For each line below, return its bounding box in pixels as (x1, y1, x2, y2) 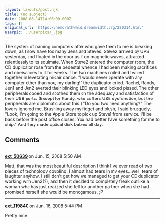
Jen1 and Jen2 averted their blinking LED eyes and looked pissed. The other (5, 85, 159, 91)
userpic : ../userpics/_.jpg (5, 30, 63, 35)
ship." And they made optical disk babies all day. (5, 122, 103, 127)
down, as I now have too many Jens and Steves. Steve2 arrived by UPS (5, 49, 150, 54)
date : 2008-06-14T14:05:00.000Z (5, 16, 71, 21)
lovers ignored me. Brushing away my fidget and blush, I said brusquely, (5, 106, 151, 112)
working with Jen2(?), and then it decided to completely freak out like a (5, 178, 149, 184)
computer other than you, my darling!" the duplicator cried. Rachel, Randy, (5, 80, 156, 86)
